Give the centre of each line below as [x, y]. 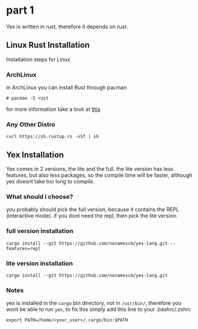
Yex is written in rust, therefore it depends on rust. [67, 27]
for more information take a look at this [53, 109]
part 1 [20, 10]
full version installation [40, 231]
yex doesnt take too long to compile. [51, 182]
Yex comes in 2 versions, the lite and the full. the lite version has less [90, 169]
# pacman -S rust [27, 98]
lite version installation [40, 263]
